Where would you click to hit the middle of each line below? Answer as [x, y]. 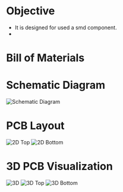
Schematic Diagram [56, 85]
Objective [31, 11]
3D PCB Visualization [59, 167]
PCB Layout [35, 126]
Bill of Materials [45, 58]
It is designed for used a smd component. [66, 27]
